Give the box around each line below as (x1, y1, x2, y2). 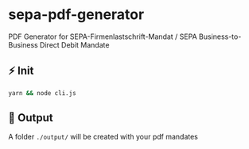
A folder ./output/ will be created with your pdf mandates (8, 132, 199, 142)
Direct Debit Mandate (39, 40, 110, 49)
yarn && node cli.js (8, 89, 77, 97)
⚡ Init (8, 64, 34, 78)
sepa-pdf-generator (8, 6, 145, 24)
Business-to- (198, 32, 242, 41)
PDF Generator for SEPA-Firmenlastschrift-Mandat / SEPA (8, 32, 197, 41)
